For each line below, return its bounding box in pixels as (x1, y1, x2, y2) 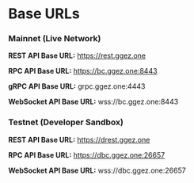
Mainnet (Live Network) (8, 33, 101, 44)
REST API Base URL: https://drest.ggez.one (8, 135, 150, 144)
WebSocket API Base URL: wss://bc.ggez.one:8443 (8, 97, 179, 107)
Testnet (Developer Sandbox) (8, 116, 124, 128)
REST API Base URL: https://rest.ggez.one (8, 51, 146, 60)
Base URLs (8, 5, 81, 23)
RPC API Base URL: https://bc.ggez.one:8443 (8, 67, 158, 76)
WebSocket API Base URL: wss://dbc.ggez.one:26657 (8, 166, 186, 175)
